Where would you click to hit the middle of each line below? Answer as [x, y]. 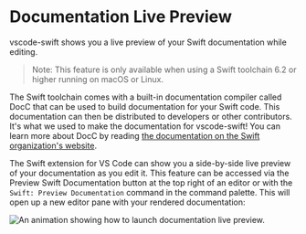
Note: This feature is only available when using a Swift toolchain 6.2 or [164, 69]
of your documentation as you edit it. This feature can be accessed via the [149, 173]
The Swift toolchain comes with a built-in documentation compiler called [146, 97]
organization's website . [53, 145]
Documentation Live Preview [121, 17]
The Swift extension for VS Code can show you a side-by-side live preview [150, 163]
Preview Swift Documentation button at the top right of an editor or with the [151, 182]
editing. [24, 51]
